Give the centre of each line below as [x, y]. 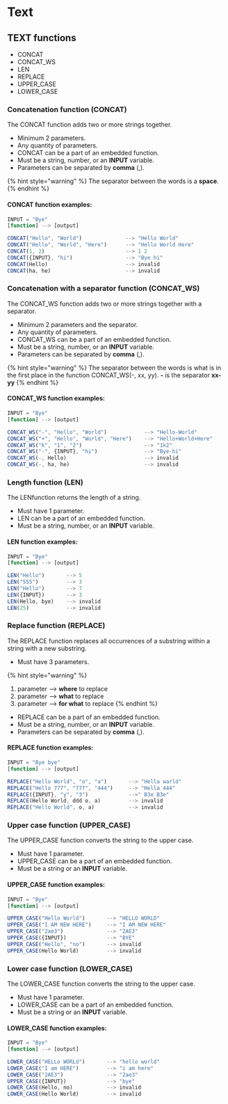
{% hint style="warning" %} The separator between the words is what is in [114, 368]
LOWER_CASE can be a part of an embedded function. [95, 1004]
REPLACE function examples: [50, 748]
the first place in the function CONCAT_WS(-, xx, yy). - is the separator [108, 375]
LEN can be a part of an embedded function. [81, 519]
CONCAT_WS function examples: [56, 398]
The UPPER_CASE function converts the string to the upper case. [100, 840]
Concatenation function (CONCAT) [67, 109]
